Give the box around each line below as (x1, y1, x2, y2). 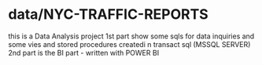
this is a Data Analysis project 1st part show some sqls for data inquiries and (8, 31, 255, 41)
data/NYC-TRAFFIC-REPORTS (8, 5, 208, 23)
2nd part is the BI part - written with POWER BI (8, 48, 160, 57)
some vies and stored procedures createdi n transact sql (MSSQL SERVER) (8, 39, 251, 49)
